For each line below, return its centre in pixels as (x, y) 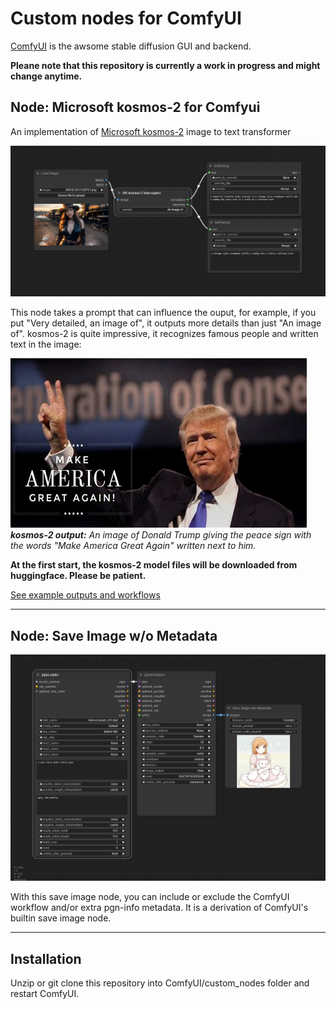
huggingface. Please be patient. (78, 576)
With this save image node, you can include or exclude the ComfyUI (150, 897)
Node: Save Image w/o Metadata (114, 635)
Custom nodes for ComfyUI (126, 18)
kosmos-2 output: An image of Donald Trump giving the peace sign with (161, 535)
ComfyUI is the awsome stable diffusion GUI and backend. (131, 46)
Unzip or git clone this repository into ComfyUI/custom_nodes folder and (160, 983)
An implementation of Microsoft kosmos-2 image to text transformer (151, 131)
